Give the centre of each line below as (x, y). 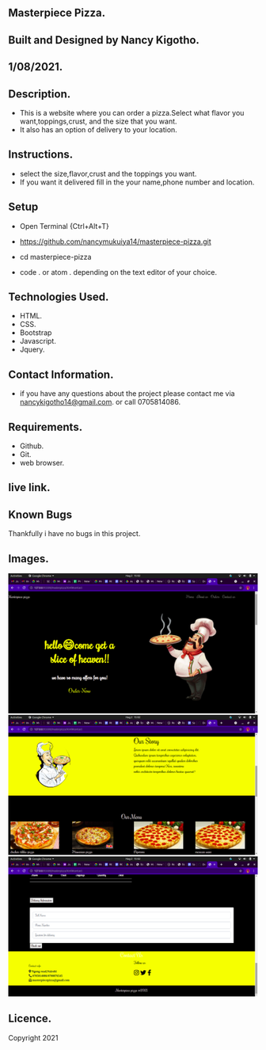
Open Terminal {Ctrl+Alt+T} (64, 226)
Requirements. (46, 427)
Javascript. (38, 341)
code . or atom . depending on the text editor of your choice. (118, 272)
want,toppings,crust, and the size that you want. (98, 121)
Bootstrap (36, 333)
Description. (40, 94)
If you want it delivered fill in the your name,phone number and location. (137, 182)
